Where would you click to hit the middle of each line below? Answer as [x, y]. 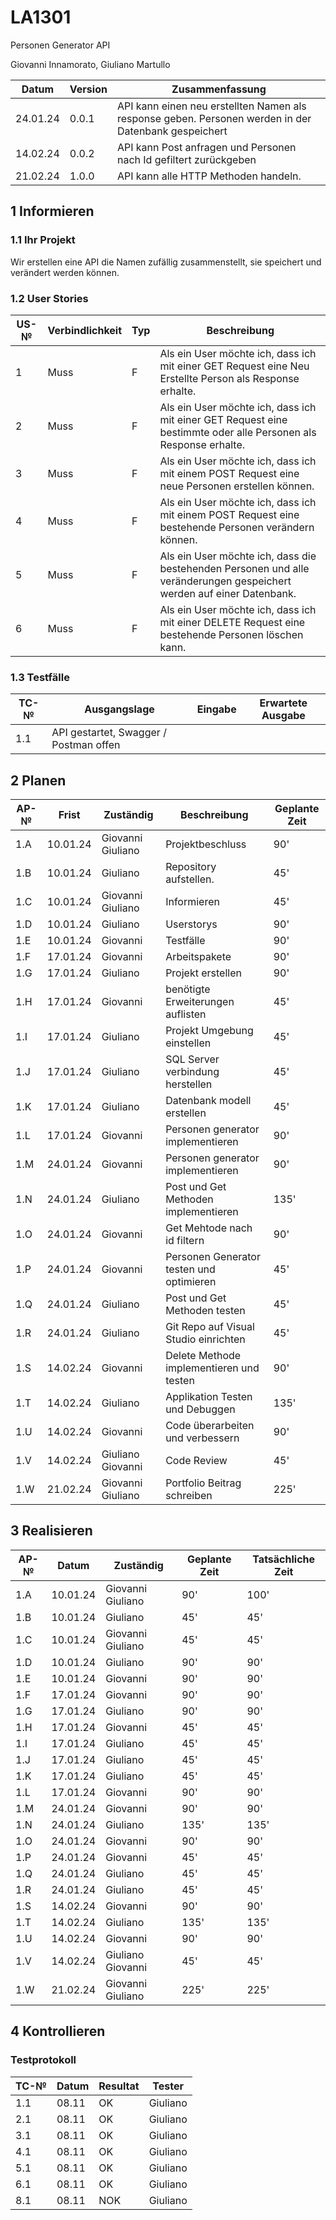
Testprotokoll [43, 2060]
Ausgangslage [119, 709]
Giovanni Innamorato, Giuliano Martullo [90, 64]
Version [88, 89]
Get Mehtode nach [209, 1228]
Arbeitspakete [198, 957]
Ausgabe [283, 716]
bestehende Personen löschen [231, 634]
